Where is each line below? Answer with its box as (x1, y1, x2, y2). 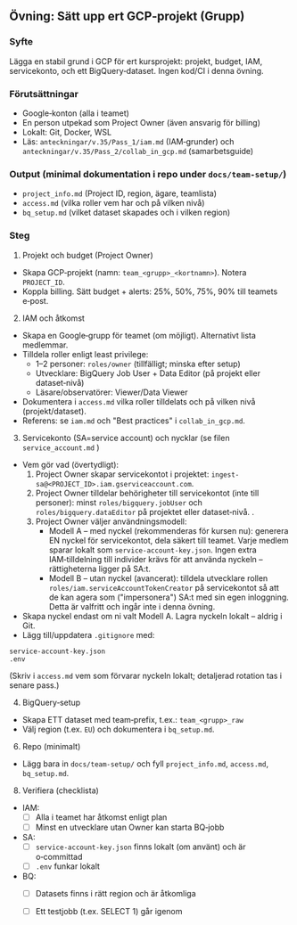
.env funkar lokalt (35, 861, 101, 872)
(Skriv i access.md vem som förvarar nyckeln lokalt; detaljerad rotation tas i (9, 670, 283, 681)
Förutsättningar (9, 87, 78, 100)
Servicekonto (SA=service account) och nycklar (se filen (21, 432, 230, 443)
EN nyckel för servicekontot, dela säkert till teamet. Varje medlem (48, 535, 289, 545)
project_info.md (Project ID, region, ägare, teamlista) (21, 188, 217, 199)
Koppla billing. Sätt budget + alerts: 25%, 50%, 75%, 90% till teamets (21, 286, 278, 297)
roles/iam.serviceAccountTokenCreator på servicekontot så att (48, 582, 279, 593)
